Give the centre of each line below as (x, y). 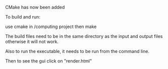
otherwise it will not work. (32, 41)
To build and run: (23, 17)
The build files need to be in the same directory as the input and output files (84, 36)
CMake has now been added (35, 7)
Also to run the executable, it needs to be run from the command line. (77, 51)
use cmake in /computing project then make (51, 26)
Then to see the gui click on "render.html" (49, 61)
